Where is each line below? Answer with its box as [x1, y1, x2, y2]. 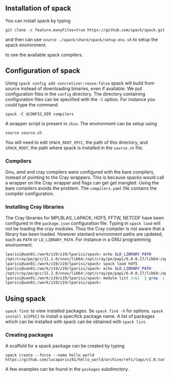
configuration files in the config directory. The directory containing [5, 91, 146, 97]
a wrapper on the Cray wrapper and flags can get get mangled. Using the [5, 179, 159, 185]
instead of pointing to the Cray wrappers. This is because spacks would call [5, 174, 164, 180]
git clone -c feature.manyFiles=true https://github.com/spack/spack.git [5, 28, 165, 33]
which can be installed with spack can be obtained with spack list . [5, 318, 147, 325]
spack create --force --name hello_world [5, 353, 95, 358]
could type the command [5, 101, 58, 107]
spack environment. [5, 42, 47, 48]
